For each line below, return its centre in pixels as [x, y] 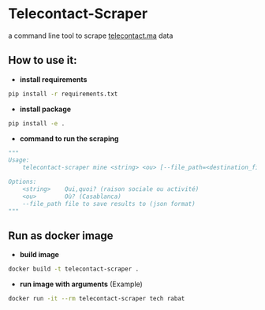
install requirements [53, 79]
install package [45, 109]
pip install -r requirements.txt [63, 94]
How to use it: [43, 60]
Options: [22, 182]
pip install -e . [37, 123]
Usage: [19, 160]
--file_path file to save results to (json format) [109, 204]
